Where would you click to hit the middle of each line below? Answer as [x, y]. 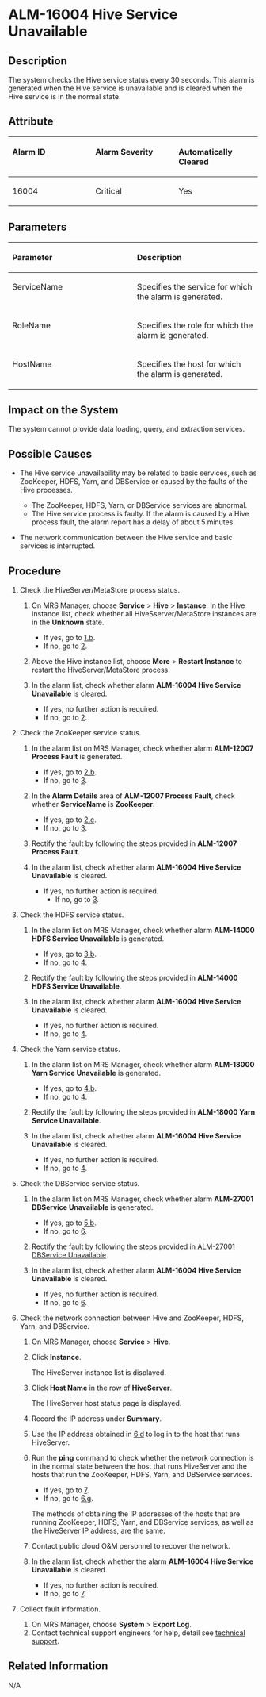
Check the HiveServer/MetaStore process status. [100, 590]
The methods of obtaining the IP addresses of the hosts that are [136, 1514]
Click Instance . [56, 1357]
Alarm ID [29, 152]
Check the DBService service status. [80, 1184]
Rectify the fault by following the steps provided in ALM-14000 [135, 978]
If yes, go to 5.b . [70, 1223]
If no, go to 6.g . [68, 1499]
